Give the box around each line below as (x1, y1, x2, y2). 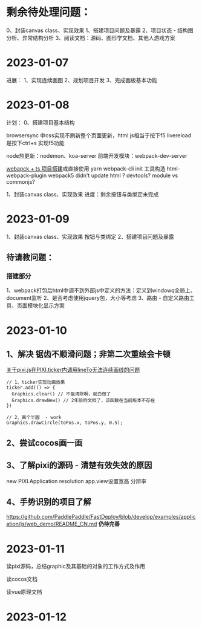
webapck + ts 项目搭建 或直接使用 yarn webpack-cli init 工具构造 (6, 164, 166, 172)
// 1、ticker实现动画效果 (6, 379, 65, 386)
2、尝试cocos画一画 (6, 438, 83, 448)
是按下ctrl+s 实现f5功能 (6, 139, 65, 146)
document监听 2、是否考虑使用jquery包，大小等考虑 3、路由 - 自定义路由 (6, 294, 189, 302)
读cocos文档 (6, 576, 38, 583)
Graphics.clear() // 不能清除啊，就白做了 (11, 391, 111, 397)
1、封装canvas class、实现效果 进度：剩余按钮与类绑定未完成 (6, 190, 159, 198)
